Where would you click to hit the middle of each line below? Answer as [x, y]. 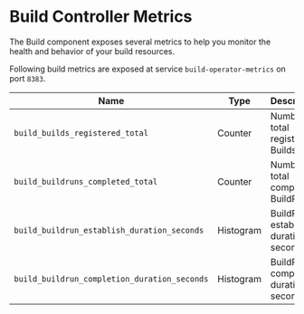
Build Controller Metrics [101, 17]
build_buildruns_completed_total [86, 181]
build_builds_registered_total [81, 133]
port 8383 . [28, 78]
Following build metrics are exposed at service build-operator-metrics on [148, 69]
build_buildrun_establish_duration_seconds [109, 230]
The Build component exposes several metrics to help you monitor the [140, 42]
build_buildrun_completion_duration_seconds [111, 279]
